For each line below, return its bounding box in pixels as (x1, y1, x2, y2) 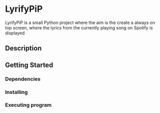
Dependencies (5, 75, 41, 82)
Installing (5, 89, 28, 95)
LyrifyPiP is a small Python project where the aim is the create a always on (5, 20, 156, 25)
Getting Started (5, 61, 53, 69)
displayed (5, 30, 25, 36)
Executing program (5, 102, 52, 109)
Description (5, 44, 42, 52)
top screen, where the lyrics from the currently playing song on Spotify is (5, 24, 153, 30)
